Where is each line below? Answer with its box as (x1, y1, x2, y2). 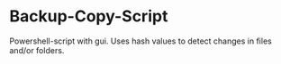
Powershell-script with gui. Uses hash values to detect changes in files (9, 36, 272, 46)
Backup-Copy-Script (9, 6, 168, 27)
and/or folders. (9, 44, 65, 55)
